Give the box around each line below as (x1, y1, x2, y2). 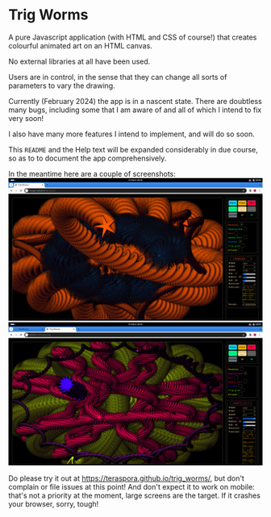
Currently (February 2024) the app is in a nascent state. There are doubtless (8, 96, 262, 106)
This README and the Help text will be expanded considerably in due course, (8, 144, 258, 154)
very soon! (8, 113, 44, 123)
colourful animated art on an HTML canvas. (8, 40, 153, 50)
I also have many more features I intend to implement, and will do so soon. (8, 129, 256, 139)
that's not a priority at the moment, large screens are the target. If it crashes (8, 490, 261, 500)
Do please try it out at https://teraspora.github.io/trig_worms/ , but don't (8, 473, 244, 483)
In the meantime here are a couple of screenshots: (8, 169, 176, 178)
